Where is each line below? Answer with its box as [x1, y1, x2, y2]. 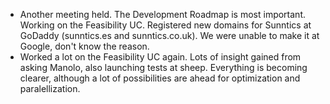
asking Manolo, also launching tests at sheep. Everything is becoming [19, 62, 308, 73]
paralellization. [19, 83, 81, 94]
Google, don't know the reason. [19, 40, 150, 52]
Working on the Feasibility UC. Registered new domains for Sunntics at [19, 19, 312, 31]
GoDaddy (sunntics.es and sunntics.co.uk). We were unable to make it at [19, 30, 320, 41]
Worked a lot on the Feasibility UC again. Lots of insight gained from [19, 51, 302, 63]
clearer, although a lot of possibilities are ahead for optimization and [19, 72, 301, 84]
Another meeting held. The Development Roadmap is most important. [19, 9, 307, 20]
